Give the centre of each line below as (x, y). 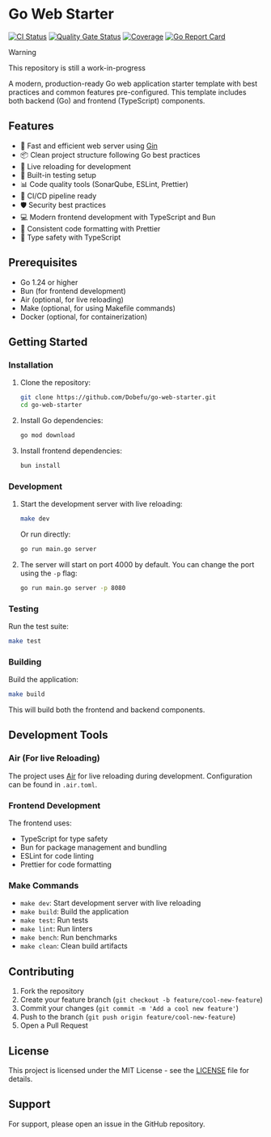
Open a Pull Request (54, 1025)
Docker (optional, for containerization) (84, 316)
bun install (40, 465)
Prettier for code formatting (66, 864)
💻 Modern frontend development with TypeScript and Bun (118, 217)
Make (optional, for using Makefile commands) (97, 308)
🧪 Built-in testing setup (58, 175)
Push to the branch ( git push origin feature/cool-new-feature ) (128, 1017)
